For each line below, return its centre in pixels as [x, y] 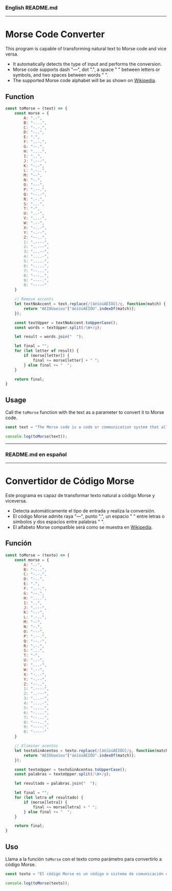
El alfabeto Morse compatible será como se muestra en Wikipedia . [83, 527]
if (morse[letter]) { [47, 356]
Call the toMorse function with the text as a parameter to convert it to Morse [85, 412]
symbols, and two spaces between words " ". [60, 75]
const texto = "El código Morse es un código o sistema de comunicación [84, 874]
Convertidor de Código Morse [70, 481]
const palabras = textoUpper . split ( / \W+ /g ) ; [63, 774]
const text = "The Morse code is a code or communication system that [82, 427]
